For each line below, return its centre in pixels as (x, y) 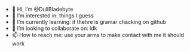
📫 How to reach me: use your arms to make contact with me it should (98, 35)
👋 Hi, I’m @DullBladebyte (42, 9)
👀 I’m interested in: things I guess (53, 16)
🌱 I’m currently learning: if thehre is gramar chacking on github (89, 22)
